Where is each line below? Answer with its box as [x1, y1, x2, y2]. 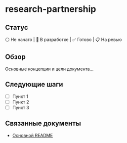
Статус [5, 23, 28, 32]
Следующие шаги [5, 80, 63, 89]
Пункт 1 [12, 93, 29, 99]
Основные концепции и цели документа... [5, 66, 94, 72]
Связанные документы [5, 119, 82, 128]
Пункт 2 [12, 99, 29, 105]
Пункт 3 [12, 104, 30, 110]
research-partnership [5, 3, 96, 15]
